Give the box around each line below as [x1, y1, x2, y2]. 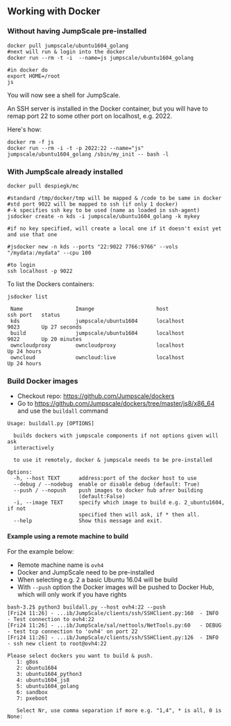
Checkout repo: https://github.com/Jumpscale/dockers [17, 392, 175, 400]
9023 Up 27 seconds [7, 323, 82, 331]
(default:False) [78, 493, 126, 500]
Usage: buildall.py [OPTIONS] [7, 420, 95, 427]
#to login [7, 261, 36, 268]
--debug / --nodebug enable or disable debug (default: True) [13, 481, 200, 488]
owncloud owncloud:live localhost [10, 354, 185, 361]
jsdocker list [7, 293, 49, 300]
